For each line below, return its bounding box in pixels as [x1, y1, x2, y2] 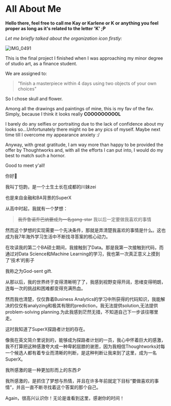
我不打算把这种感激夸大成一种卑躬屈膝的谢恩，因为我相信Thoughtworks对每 [5, 343, 165, 349]
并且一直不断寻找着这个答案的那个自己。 [16, 384, 101, 390]
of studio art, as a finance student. [5, 60, 77, 66]
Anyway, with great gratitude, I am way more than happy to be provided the [5, 141, 164, 148]
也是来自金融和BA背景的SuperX [5, 195, 72, 201]
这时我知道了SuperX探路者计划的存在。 [5, 326, 88, 332]
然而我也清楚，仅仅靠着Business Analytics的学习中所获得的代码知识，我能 [5, 296, 161, 302]
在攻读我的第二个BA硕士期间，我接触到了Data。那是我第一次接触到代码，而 [5, 244, 164, 250]
